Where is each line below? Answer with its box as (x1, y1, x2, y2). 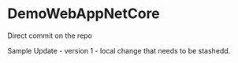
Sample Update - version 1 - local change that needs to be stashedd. (7, 46, 231, 55)
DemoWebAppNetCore (7, 5, 161, 23)
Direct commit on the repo (7, 31, 92, 40)
